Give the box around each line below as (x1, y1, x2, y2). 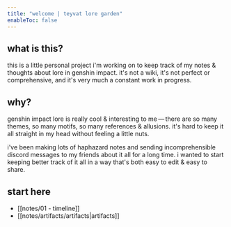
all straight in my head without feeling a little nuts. (7, 130, 150, 138)
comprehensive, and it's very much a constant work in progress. (7, 76, 192, 85)
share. (7, 166, 26, 174)
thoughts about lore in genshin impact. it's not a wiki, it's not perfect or (7, 68, 210, 77)
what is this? (7, 43, 64, 54)
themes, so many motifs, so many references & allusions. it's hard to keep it (7, 122, 224, 131)
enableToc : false (7, 17, 58, 24)
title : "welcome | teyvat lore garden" (7, 10, 123, 17)
